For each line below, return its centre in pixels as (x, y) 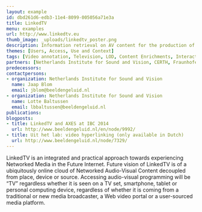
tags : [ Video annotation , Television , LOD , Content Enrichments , (90, 57)
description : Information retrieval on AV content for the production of (101, 46)
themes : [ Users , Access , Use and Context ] (60, 51)
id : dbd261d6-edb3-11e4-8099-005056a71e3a (60, 17)
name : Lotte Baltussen (40, 101)
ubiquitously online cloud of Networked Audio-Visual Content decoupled (96, 170)
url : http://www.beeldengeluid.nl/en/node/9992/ (74, 129)
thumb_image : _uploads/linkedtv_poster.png (62, 40)
